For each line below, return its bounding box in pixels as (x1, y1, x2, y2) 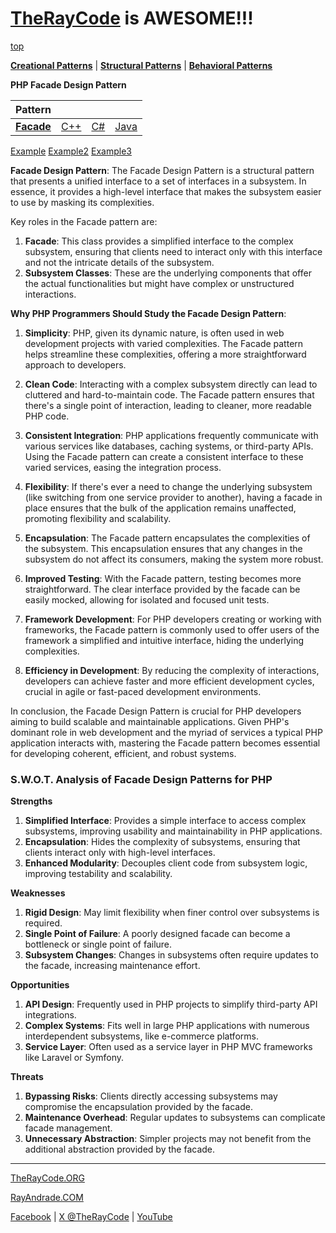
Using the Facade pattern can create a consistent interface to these (24, 450, 304, 462)
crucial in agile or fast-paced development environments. (24, 685, 262, 697)
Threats (10, 1071, 44, 1083)
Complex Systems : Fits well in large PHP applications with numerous (24, 1020, 310, 1032)
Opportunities (10, 979, 70, 991)
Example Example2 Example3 (10, 145, 133, 157)
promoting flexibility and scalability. (24, 512, 172, 524)
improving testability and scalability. (24, 868, 173, 880)
